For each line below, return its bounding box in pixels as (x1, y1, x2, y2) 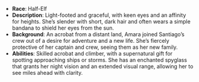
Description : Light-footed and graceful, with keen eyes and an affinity (11, 11, 186, 19)
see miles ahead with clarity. (11, 69, 83, 76)
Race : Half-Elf (11, 5, 47, 12)
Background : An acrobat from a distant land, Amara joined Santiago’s (11, 31, 185, 38)
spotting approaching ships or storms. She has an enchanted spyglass (11, 57, 188, 63)
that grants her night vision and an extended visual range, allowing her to (11, 63, 194, 70)
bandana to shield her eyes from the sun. (11, 24, 115, 31)
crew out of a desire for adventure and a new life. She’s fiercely (11, 37, 170, 44)
